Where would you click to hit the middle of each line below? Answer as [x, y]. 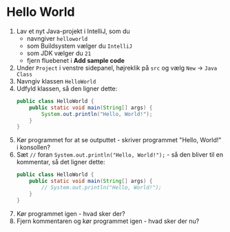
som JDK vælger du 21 [59, 53]
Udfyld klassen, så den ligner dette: [67, 88]
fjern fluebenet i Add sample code [76, 60]
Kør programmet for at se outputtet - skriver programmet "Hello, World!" [119, 140]
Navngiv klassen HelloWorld [56, 81]
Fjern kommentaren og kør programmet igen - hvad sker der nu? [108, 221]
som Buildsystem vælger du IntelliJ [79, 46]
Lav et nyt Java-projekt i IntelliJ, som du [73, 31]
